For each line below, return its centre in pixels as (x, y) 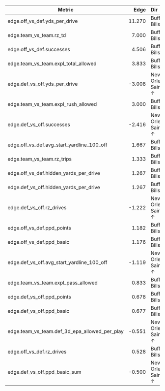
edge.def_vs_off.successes (39, 124)
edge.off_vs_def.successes (39, 49)
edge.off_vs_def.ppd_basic (39, 242)
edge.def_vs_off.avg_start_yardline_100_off (57, 262)
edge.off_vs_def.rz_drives (37, 352)
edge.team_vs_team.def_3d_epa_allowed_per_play (66, 331)
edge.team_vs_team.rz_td (37, 35)
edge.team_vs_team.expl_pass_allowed (53, 283)
